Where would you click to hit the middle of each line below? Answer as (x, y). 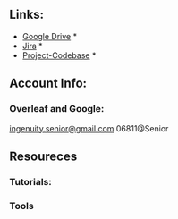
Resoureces (43, 156)
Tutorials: (30, 181)
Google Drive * (50, 36)
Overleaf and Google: (57, 109)
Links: (27, 15)
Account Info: (48, 84)
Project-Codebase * (59, 55)
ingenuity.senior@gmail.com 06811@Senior (89, 128)
